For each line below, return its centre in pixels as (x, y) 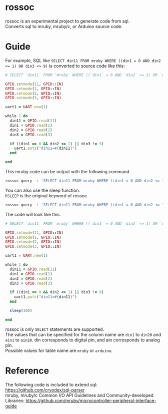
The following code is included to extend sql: (51, 384)
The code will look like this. (33, 214)
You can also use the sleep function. (42, 190)
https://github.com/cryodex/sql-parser (45, 390)
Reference (27, 371)
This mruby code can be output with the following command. (68, 171)
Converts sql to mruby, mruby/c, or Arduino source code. (64, 26)
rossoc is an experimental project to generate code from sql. (67, 21)
